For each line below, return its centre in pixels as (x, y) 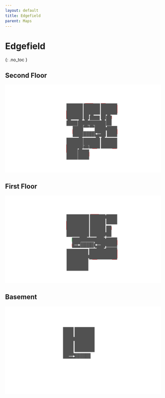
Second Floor (26, 75)
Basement (21, 297)
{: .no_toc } (16, 60)
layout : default (22, 10)
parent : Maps (19, 21)
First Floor (21, 186)
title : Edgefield (23, 16)
